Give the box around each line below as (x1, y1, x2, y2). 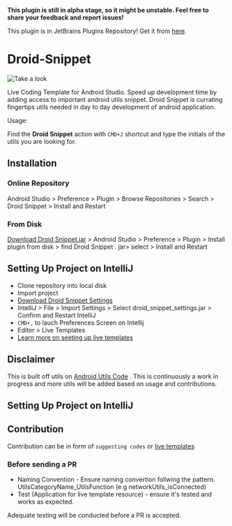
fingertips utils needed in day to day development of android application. (7, 103, 216, 111)
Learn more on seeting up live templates (17, 333, 134, 342)
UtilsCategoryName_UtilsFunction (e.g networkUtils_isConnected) (17, 483, 207, 491)
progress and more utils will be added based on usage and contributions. (7, 379, 217, 388)
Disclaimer (7, 353, 55, 365)
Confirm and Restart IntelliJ (17, 311, 96, 319)
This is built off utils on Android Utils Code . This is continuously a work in (7, 372, 219, 380)
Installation (7, 157, 57, 170)
